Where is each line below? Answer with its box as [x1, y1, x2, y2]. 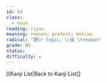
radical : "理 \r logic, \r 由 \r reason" [6, 37, 102, 43]
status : [6, 48, 26, 54]
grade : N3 [6, 43, 31, 49]
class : [6, 14, 23, 20]
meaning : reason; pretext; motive [6, 31, 93, 37]
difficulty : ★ [6, 54, 42, 60]
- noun [11, 20, 28, 26]
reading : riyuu [6, 25, 44, 32]
